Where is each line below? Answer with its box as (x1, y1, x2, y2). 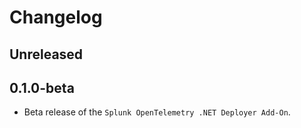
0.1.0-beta (9, 79, 75, 96)
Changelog (9, 6, 103, 29)
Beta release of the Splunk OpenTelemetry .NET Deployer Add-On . (23, 106, 291, 118)
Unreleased (9, 46, 84, 63)
